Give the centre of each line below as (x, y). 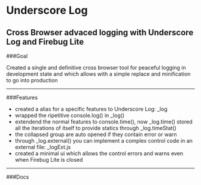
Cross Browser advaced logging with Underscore (100, 33)
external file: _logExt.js (43, 147)
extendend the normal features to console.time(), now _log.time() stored (103, 122)
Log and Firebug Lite (45, 41)
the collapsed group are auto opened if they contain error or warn (96, 134)
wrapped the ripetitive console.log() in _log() (69, 115)
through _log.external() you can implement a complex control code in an (104, 141)
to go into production (32, 80)
